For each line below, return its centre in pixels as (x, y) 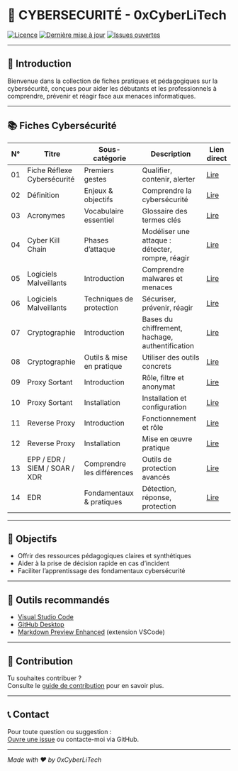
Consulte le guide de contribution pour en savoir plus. (86, 686)
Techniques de (109, 299)
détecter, (157, 249)
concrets (157, 366)
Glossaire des (165, 211)
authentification (168, 345)
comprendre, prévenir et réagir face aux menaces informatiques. (102, 96)
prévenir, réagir (168, 307)
